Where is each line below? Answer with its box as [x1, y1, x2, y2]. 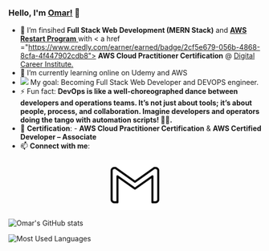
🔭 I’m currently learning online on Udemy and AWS [19, 68, 188, 78]
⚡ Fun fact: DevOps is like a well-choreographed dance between [19, 87, 238, 96]
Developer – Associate [19, 132, 97, 142]
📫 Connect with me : [19, 141, 91, 151]
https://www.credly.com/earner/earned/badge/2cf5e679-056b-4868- [27, 43, 261, 52]
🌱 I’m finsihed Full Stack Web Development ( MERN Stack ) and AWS [19, 26, 247, 35]
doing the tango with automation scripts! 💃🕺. [19, 115, 173, 125]
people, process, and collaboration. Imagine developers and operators [19, 107, 260, 116]
